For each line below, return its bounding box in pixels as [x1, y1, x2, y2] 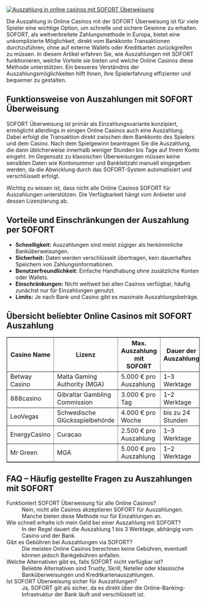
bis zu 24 [163, 408, 191, 417]
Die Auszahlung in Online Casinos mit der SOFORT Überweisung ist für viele [6, 18, 199, 25]
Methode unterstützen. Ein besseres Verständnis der [6, 63, 140, 71]
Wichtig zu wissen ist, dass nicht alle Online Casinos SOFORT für [6, 184, 170, 192]
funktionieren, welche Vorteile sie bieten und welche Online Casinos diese [6, 57, 194, 64]
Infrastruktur [21, 591, 53, 598]
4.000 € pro [121, 408, 156, 417]
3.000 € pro [121, 391, 156, 399]
